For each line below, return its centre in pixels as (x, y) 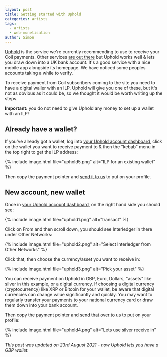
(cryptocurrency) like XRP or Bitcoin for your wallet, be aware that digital (80, 289)
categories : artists (27, 19)
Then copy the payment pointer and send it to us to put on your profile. (78, 177)
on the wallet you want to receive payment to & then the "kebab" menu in (80, 147)
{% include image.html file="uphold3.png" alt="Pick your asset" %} (75, 269)
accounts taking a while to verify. (39, 73)
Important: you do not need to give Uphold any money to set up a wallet (79, 108)
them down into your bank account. (42, 305)
